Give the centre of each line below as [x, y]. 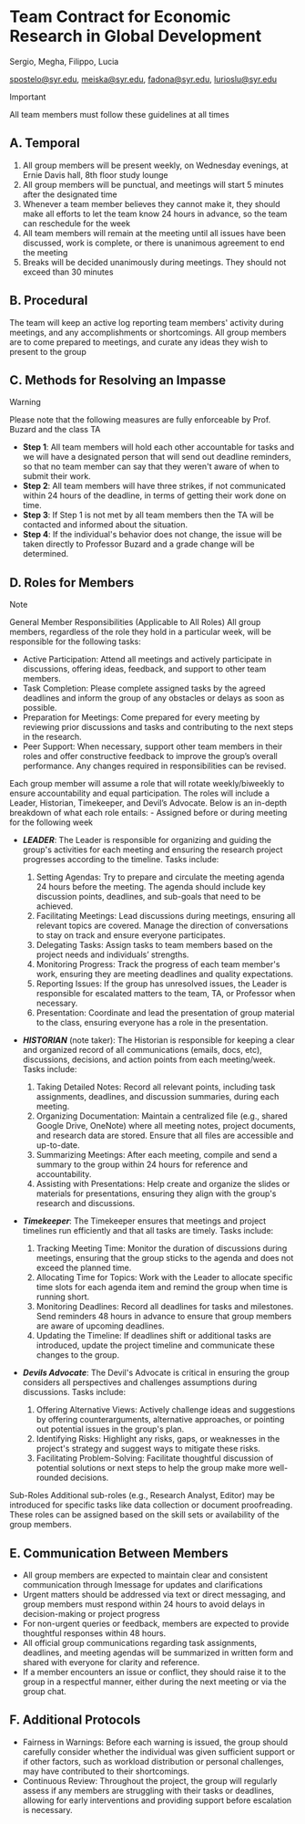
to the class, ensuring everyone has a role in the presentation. [152, 1023]
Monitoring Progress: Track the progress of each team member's [158, 964]
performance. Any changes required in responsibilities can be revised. [154, 766]
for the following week [51, 822]
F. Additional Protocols [75, 1720]
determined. [46, 554]
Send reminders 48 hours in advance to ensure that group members [164, 1317]
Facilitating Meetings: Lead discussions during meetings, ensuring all [166, 916]
